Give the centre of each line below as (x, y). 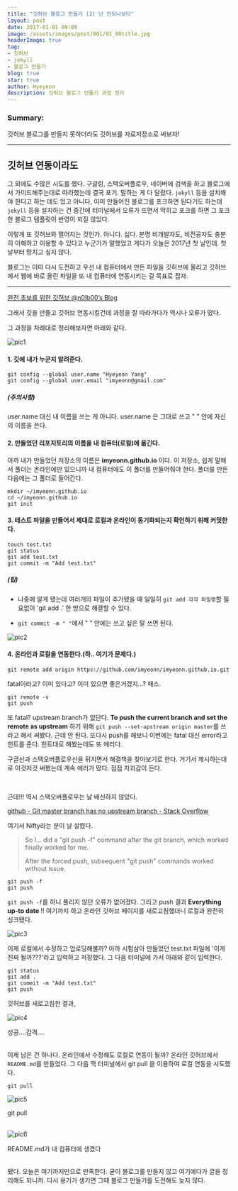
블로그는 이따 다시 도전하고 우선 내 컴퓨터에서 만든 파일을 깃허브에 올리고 (107, 267)
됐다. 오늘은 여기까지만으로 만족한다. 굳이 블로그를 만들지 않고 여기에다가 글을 (114, 1171)
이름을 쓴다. (31, 426)
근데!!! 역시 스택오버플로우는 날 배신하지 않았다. (73, 797)
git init (20, 504)
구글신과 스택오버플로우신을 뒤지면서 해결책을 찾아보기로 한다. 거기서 (102, 759)
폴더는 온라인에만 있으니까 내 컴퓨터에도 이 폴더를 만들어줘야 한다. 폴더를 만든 (121, 469)
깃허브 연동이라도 (43, 165)
